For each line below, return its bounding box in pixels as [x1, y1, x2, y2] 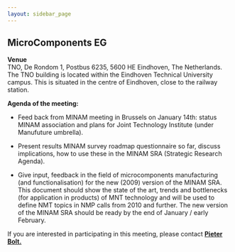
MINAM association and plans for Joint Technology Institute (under [17, 121, 214, 129]
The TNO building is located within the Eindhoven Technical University [7, 70, 213, 79]
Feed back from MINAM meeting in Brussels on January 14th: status [17, 113, 217, 121]
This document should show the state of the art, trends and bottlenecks [17, 186, 228, 195]
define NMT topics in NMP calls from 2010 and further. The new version [17, 201, 229, 209]
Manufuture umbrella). [17, 128, 84, 137]
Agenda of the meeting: [7, 99, 79, 108]
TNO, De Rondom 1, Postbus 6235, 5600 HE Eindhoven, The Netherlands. [7, 63, 222, 72]
